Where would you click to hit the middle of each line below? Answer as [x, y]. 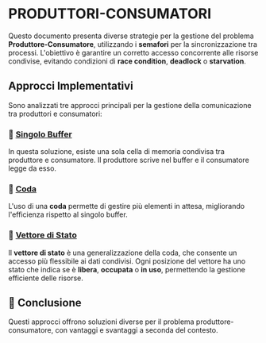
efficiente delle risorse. [46, 278]
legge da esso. [33, 168]
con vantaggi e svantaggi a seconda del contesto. [137, 330]
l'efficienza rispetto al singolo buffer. [68, 214]
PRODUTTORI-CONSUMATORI [110, 14]
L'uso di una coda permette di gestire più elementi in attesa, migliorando [126, 206]
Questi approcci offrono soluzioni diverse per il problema [101, 322]
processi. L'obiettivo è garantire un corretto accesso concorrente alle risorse [133, 52]
